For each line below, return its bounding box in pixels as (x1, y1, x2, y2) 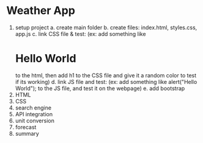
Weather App (6, 4, 75, 18)
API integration (15, 110, 53, 117)
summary (15, 130, 40, 137)
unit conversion (15, 117, 55, 124)
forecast (15, 123, 37, 131)
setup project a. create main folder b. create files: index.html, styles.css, (15, 24, 197, 31)
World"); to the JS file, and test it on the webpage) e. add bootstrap (15, 85, 185, 92)
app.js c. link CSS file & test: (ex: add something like (15, 30, 146, 37)
